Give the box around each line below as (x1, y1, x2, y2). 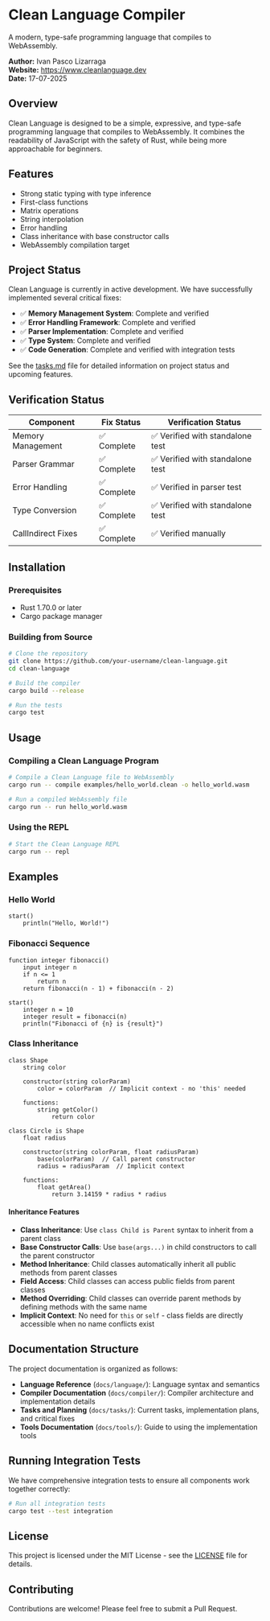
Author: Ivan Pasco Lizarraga (8, 56, 107, 66)
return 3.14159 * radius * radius (51, 1190, 167, 1198)
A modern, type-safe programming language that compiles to (8, 32, 211, 42)
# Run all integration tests (8, 1499, 106, 1508)
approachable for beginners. (8, 143, 103, 154)
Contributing (8, 1582, 74, 1596)
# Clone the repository (8, 650, 88, 658)
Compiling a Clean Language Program (8, 755, 159, 766)
